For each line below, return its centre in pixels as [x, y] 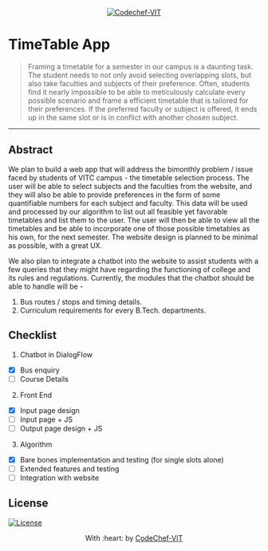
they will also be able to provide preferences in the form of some [114, 195]
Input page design [49, 410]
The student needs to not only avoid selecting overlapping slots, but [140, 75]
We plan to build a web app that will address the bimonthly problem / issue [131, 169]
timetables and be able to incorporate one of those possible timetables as [129, 228]
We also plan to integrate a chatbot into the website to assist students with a [134, 261]
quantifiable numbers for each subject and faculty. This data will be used [128, 203]
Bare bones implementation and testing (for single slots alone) [122, 459]
